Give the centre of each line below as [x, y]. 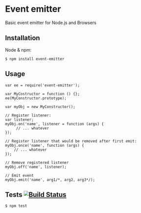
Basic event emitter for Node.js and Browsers [51, 23]
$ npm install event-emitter [35, 59]
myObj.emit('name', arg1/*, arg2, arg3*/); [50, 180]
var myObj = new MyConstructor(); [40, 106]
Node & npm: [18, 50]
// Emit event [20, 175]
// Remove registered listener [37, 162]
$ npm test [16, 206]
